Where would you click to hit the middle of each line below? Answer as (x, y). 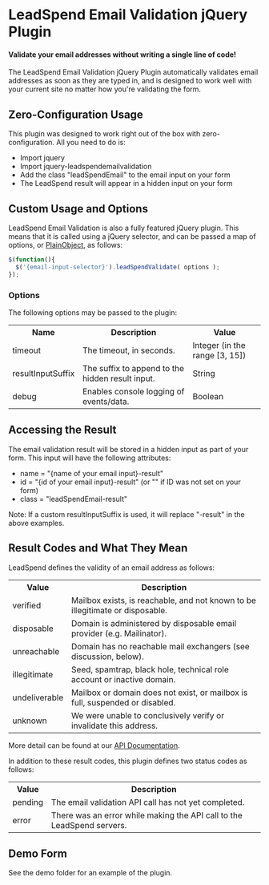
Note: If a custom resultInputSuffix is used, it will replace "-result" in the (127, 514)
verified (27, 605)
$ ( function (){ (32, 260)
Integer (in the (219, 345)
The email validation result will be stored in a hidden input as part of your (128, 449)
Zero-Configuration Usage (76, 114)
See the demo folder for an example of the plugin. (90, 873)
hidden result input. (119, 378)
